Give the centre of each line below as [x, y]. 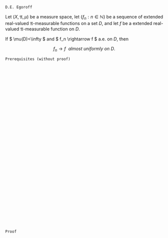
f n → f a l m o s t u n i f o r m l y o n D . [84, 49]
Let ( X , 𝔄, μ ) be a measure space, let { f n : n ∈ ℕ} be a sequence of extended [84, 17]
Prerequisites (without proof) [38, 59]
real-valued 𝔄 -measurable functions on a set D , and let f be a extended [79, 23]
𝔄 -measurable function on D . [50, 29]
